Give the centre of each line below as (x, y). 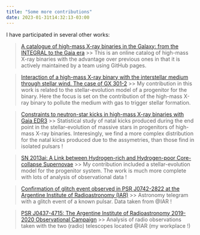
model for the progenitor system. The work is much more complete (104, 170)
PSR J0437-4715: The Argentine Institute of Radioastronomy (96, 213)
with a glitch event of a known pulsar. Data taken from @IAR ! (96, 201)
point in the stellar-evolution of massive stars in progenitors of (98, 127)
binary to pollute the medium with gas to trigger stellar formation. (110, 102)
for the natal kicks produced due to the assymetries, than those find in (107, 139)
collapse (31, 164)
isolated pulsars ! (42, 146)
